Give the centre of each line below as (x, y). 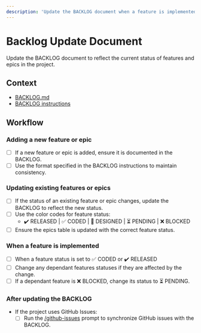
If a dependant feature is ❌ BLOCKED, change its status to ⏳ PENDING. (102, 281)
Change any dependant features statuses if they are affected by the (98, 267)
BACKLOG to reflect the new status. (59, 207)
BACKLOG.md (32, 97)
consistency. (31, 172)
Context (22, 83)
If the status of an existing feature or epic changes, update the (92, 201)
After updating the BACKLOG (49, 298)
